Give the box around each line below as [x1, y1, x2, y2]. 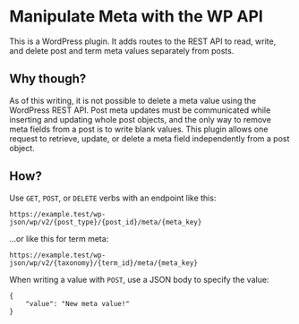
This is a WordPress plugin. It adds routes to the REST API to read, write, [9, 36, 277, 47]
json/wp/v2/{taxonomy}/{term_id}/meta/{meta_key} [9, 258, 199, 268]
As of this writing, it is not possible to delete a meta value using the [9, 95, 257, 106]
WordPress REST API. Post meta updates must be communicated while [9, 105, 271, 115]
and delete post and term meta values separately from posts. [9, 45, 235, 55]
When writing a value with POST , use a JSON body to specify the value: [9, 274, 269, 285]
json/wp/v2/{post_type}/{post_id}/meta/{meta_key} [9, 217, 202, 226]
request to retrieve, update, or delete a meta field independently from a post [9, 132, 290, 144]
